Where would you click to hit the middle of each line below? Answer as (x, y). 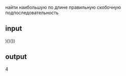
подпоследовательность (32, 13)
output (16, 57)
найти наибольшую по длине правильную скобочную (63, 7)
